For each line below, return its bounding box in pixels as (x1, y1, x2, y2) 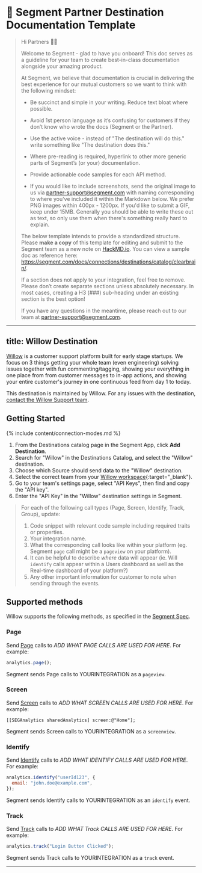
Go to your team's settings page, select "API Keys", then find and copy (14, 480, 190, 487)
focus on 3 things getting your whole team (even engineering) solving (6, 359, 179, 366)
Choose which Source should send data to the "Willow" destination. (14, 466, 183, 474)
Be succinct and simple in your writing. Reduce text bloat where (29, 99, 188, 106)
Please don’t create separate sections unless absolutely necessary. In (20, 282, 194, 289)
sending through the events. (29, 579, 100, 587)
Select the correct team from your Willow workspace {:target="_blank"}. (14, 473, 192, 480)
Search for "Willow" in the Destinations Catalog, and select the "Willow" (14, 454, 194, 461)
